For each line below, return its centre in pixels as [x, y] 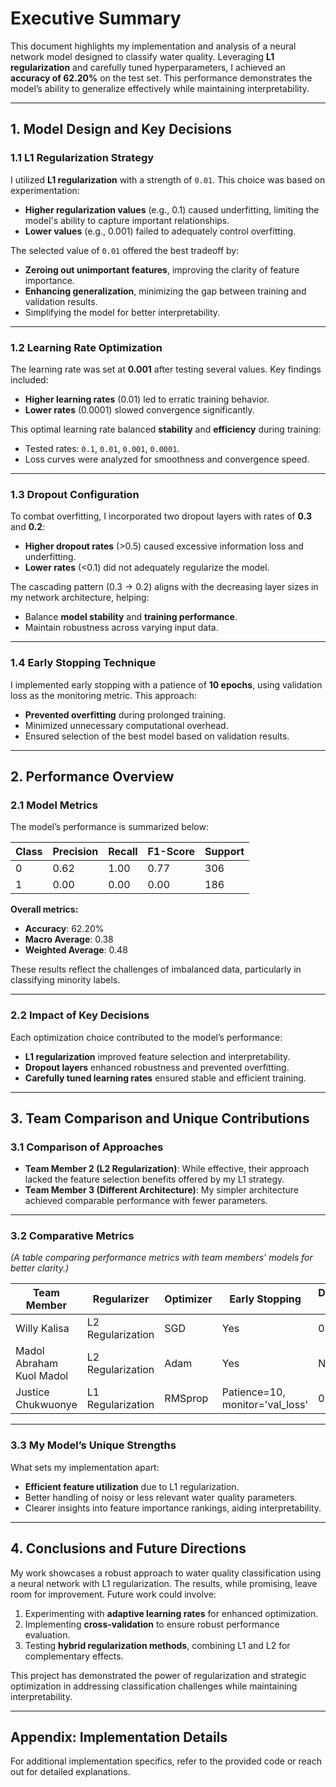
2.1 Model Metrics [54, 805]
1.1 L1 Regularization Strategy [82, 158]
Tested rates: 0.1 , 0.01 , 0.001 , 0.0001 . [102, 448]
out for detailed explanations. [70, 1772]
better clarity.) [40, 1268]
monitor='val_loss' [265, 1405]
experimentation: [45, 190]
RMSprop [186, 1399]
